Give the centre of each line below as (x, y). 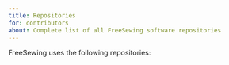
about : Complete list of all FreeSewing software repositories (115, 30)
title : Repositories (42, 15)
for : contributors (38, 23)
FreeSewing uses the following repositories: (80, 53)
